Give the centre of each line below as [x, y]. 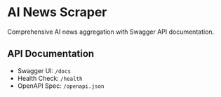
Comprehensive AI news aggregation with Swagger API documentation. [111, 32]
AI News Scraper [57, 12]
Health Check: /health [50, 78]
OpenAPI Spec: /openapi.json [61, 86]
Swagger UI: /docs [44, 70]
